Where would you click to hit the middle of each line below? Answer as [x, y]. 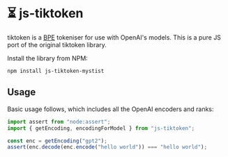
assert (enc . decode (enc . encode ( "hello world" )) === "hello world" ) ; [107, 147]
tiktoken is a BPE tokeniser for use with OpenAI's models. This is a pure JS [114, 37]
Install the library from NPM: [48, 58]
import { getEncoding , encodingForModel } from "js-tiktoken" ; [101, 128]
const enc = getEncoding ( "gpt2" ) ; [58, 141]
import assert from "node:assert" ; [59, 122]
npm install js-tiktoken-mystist [56, 71]
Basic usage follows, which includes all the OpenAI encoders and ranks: [111, 109]
